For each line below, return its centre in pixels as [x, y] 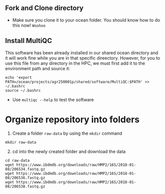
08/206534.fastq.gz [25, 169]
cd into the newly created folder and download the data [69, 151]
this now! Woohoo [29, 25]
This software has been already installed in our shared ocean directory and [82, 53]
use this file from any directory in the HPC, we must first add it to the [75, 63]
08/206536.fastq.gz [25, 178]
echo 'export [19, 78]
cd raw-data [17, 160]
